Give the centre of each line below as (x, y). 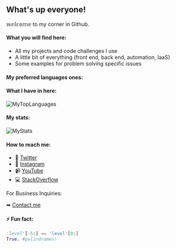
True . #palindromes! (32, 239)
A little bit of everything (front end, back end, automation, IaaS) (92, 57)
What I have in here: (31, 91)
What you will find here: (36, 37)
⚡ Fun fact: (20, 219)
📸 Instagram (30, 164)
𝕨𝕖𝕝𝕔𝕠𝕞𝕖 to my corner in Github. (48, 24)
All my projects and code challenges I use (66, 51)
